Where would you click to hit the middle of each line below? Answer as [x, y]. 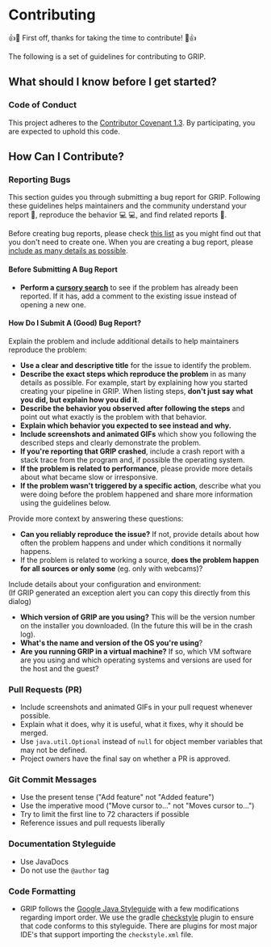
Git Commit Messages [52, 780]
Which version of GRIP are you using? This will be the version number [138, 617]
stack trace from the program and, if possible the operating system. [132, 459]
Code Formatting [42, 891]
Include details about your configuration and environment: [105, 584]
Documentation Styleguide [62, 844]
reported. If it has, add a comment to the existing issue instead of [128, 296]
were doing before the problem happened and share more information [136, 494]
